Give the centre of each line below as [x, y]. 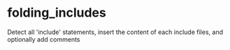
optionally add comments [44, 39]
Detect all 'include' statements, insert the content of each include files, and [115, 32]
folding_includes [57, 13]
